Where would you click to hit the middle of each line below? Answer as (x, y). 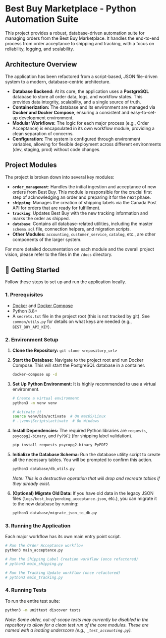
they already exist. (31, 483)
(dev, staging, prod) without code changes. (56, 149)
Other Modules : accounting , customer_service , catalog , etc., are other (84, 234)
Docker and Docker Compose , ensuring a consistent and (71, 112)
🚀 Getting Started (32, 270)
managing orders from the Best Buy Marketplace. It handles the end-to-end (82, 38)
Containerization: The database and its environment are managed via (84, 107)
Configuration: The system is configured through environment (76, 139)
